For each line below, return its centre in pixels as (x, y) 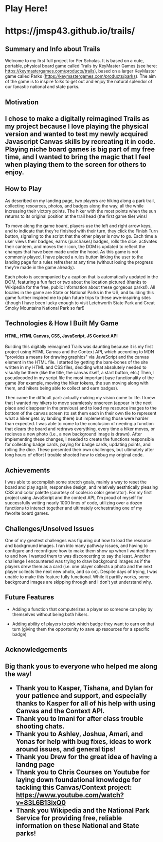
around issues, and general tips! (66, 749)
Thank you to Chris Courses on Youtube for (83, 772)
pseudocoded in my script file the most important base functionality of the (80, 378)
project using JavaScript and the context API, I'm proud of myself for (74, 498)
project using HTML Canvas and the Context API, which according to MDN (80, 352)
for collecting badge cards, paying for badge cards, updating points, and (78, 444)
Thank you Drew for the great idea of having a (86, 757)
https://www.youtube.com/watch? (70, 795)
